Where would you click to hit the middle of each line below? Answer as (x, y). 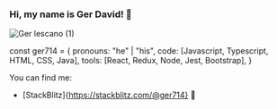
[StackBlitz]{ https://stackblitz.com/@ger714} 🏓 (109, 95)
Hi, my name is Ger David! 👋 (71, 14)
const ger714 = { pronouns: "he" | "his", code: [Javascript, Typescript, (139, 51)
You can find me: (41, 78)
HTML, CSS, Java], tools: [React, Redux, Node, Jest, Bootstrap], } (131, 61)
